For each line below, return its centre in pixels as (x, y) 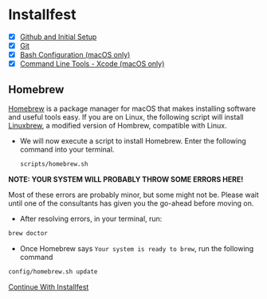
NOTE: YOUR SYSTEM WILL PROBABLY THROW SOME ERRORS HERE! (126, 179)
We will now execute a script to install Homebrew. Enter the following (133, 141)
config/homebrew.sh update (53, 271)
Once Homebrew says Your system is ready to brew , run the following (137, 248)
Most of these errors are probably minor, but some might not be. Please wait (133, 195)
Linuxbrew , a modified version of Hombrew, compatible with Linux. (118, 126)
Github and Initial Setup (58, 37)
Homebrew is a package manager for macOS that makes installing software (132, 108)
